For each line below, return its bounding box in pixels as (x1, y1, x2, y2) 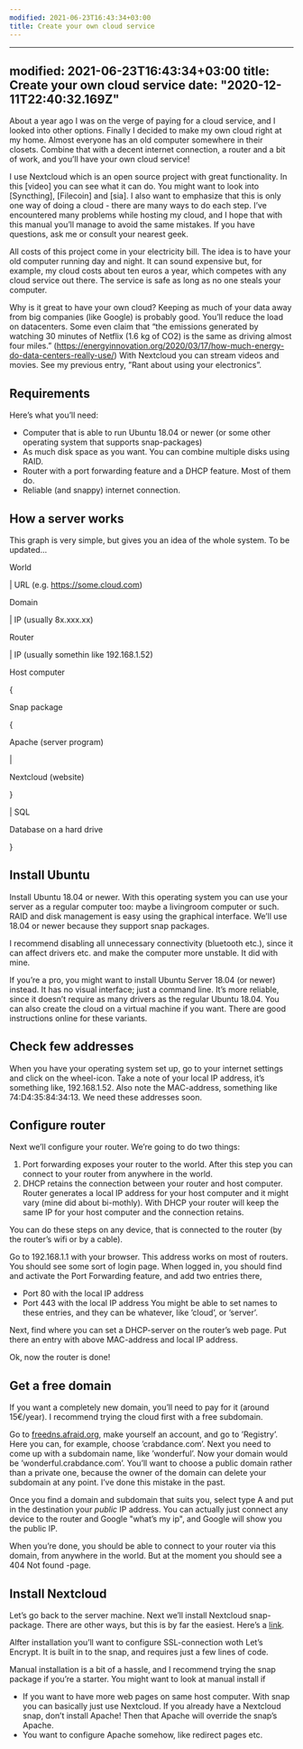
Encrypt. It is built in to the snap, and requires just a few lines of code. (9, 1647, 269, 1657)
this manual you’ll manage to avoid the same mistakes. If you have (9, 219, 255, 230)
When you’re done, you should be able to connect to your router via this (9, 1541, 277, 1551)
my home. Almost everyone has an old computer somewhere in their (9, 134, 263, 145)
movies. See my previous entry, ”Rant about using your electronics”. (9, 360, 262, 371)
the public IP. (9, 1523, 59, 1534)
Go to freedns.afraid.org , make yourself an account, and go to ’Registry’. (9, 1429, 278, 1440)
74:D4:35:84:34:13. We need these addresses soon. (9, 1091, 203, 1102)
